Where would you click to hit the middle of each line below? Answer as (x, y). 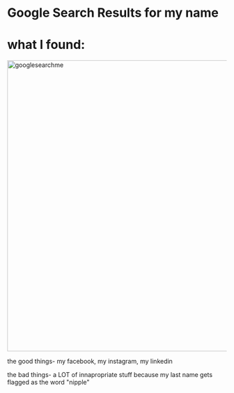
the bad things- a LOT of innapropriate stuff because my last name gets (110, 375)
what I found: (46, 45)
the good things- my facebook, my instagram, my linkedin (90, 362)
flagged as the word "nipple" (48, 383)
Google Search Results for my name (113, 13)
